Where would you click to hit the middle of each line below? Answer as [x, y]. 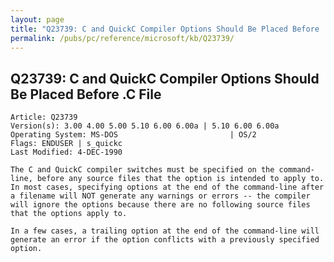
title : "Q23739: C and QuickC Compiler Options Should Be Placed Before [165, 29]
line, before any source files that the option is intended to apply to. [167, 179]
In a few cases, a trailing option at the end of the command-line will [165, 231]
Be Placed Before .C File [86, 94]
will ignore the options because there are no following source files [160, 205]
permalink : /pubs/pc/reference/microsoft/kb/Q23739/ [122, 38]
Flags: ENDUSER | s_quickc [66, 144]
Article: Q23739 [44, 117]
